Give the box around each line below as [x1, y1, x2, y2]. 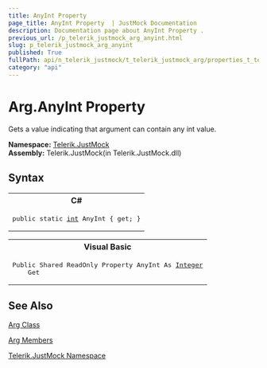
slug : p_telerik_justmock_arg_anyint [8, 41, 133, 49]
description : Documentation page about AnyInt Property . [8, 26, 204, 34]
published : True [8, 49, 62, 57]
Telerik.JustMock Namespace [8, 351, 106, 361]
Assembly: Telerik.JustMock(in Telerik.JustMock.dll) [8, 148, 182, 158]
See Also [8, 299, 53, 312]
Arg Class [8, 320, 41, 330]
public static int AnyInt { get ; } [12, 214, 141, 223]
